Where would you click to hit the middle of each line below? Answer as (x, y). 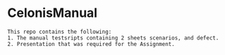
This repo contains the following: (60, 32)
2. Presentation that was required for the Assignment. (91, 44)
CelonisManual (52, 13)
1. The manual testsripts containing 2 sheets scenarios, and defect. (113, 38)
